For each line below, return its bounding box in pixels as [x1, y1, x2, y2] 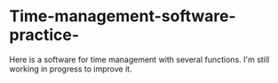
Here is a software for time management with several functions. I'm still [9, 54, 270, 64]
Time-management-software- [9, 6, 237, 26]
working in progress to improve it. [9, 64, 132, 74]
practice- [9, 25, 80, 45]
